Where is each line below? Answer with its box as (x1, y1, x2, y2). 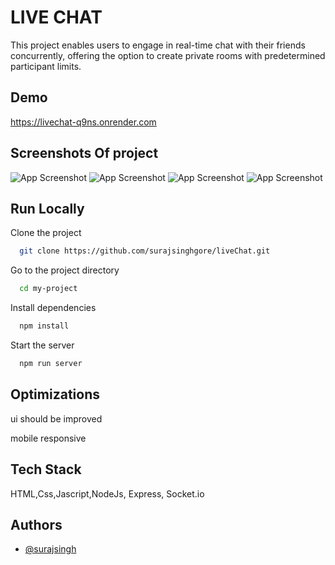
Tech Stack (10, 461, 82, 478)
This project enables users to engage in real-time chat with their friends (10, 39, 306, 51)
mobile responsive (10, 432, 87, 444)
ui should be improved (10, 412, 103, 425)
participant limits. (10, 60, 82, 72)
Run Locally (10, 200, 85, 217)
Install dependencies (10, 302, 97, 314)
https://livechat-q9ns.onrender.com (10, 116, 157, 128)
